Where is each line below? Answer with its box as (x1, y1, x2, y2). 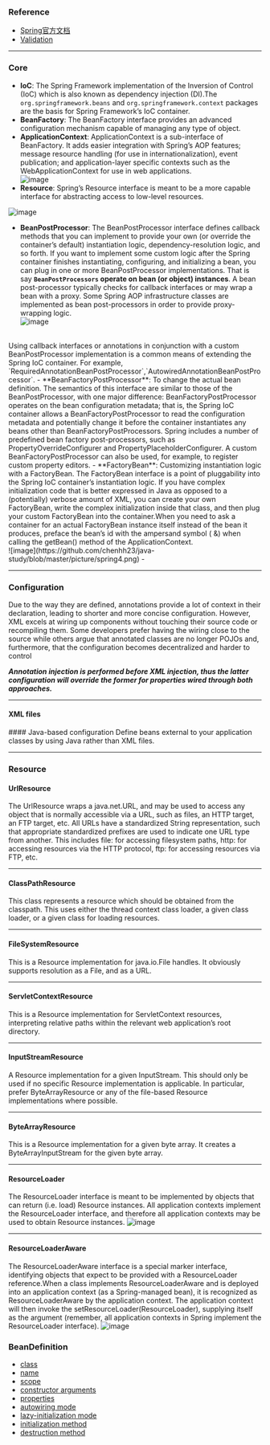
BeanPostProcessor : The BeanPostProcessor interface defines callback (19, 222, 260, 232)
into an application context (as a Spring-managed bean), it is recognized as (8, 1287, 258, 1296)
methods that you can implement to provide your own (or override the (19, 231, 252, 241)
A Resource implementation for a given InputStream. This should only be (8, 1071, 248, 1080)
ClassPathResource (8, 878, 76, 888)
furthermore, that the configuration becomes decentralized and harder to (8, 642, 251, 652)
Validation (19, 35, 54, 44)
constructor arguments (19, 1385, 96, 1394)
